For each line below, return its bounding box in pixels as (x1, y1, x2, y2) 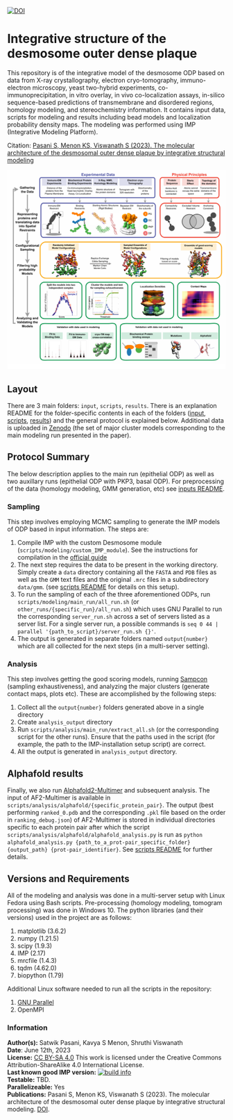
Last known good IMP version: (7, 1068, 96, 1077)
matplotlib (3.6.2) (17, 927, 67, 935)
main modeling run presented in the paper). (7, 431, 132, 439)
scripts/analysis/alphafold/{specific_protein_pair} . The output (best (7, 801, 214, 809)
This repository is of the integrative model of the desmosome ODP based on (7, 68, 225, 76)
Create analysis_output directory (17, 718, 113, 727)
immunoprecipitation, (7, 90, 68, 99)
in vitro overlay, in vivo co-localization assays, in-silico (69, 90, 225, 99)
